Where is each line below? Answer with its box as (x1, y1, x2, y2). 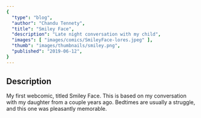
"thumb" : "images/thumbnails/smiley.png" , (12, 43, 120, 49)
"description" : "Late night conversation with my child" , (12, 31, 162, 38)
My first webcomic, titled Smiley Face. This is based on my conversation (6, 92, 186, 100)
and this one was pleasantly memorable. (6, 105, 107, 113)
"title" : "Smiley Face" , (12, 25, 74, 32)
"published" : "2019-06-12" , (12, 48, 83, 54)
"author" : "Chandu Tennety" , (12, 20, 85, 26)
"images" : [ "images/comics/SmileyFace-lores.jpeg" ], (12, 37, 153, 43)
